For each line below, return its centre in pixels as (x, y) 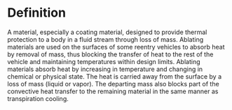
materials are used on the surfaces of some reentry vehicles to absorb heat (116, 47)
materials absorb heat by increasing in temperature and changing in (105, 69)
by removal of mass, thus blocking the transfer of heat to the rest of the (110, 54)
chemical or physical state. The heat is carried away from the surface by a (115, 76)
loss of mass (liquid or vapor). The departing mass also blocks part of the (113, 84)
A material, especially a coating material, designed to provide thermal (107, 32)
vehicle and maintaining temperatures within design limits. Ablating (104, 61)
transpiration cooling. (38, 98)
